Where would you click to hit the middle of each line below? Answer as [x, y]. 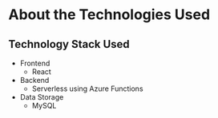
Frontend [35, 63]
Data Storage [42, 97]
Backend [34, 80]
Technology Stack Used [69, 44]
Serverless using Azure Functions [87, 88]
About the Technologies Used [109, 15]
